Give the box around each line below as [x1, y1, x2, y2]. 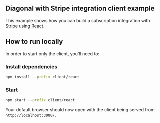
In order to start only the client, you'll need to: [5, 50, 99, 57]
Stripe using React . [5, 23, 45, 29]
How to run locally [5, 37, 63, 46]
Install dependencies [5, 63, 58, 70]
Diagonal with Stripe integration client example [5, 4, 155, 13]
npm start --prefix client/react [5, 98, 75, 103]
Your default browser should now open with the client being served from [5, 106, 155, 112]
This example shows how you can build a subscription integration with [5, 17, 150, 23]
